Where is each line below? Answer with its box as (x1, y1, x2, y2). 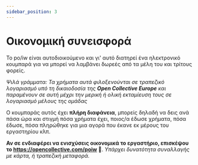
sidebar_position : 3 (6, 8, 58, 15)
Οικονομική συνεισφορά (6, 34, 132, 48)
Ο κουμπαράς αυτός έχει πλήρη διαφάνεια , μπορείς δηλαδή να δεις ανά (6, 108, 190, 116)
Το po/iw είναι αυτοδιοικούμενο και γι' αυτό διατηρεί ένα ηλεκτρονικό (6, 54, 181, 61)
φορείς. (6, 67, 26, 74)
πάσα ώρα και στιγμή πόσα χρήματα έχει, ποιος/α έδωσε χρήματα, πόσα (6, 115, 187, 122)
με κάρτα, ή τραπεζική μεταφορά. (6, 152, 90, 159)
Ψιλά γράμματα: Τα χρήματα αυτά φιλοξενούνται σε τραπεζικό (6, 78, 165, 85)
